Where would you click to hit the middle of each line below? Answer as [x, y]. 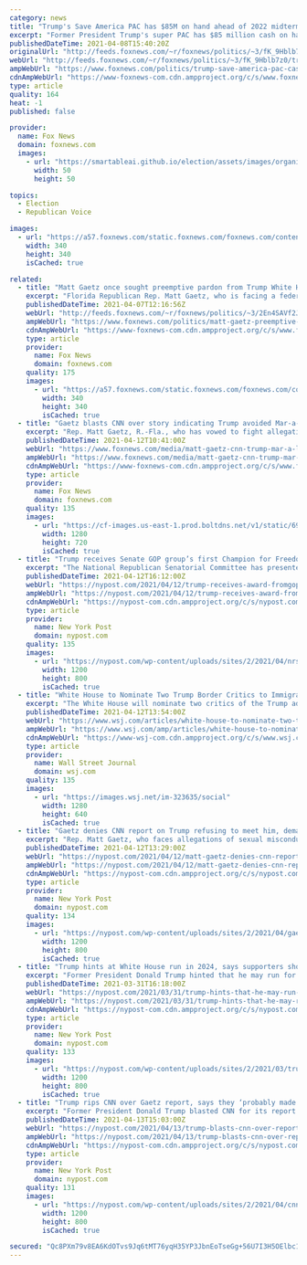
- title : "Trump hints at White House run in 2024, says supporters [151, 967]
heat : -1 [26, 103]
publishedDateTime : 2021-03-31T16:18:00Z [106, 984]
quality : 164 [34, 94]
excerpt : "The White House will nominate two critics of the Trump [157, 704]
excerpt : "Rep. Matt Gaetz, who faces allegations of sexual [144, 840]
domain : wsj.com [64, 772]
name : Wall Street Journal [85, 764]
